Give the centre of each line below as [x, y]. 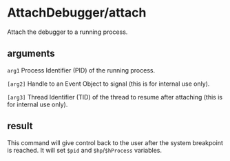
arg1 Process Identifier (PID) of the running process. [81, 70]
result [20, 126]
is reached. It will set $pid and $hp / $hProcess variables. [85, 150]
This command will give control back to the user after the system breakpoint [115, 142]
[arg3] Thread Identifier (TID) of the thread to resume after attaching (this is [115, 97]
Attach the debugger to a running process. [67, 32]
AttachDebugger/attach [77, 13]
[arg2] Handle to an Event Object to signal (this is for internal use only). [108, 84]
